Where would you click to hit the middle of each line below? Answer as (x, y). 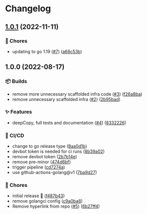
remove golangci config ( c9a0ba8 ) (47, 201)
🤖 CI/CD (15, 135)
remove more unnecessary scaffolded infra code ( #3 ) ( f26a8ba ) (77, 94)
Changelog (28, 9)
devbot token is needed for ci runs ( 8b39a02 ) (58, 151)
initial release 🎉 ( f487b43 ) (38, 196)
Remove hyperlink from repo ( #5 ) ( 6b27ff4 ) (56, 206)
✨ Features (19, 112)
